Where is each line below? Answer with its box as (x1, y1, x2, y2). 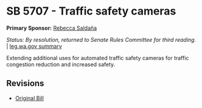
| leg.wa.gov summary (6, 42, 63, 50)
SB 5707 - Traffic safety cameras (6, 4, 176, 18)
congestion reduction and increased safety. (6, 61, 116, 68)
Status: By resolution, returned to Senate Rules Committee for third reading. (6, 36, 197, 43)
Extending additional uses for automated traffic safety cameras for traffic (6, 54, 189, 61)
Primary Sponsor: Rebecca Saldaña (6, 24, 97, 32)
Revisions (6, 78, 44, 89)
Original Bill (15, 94, 44, 101)
